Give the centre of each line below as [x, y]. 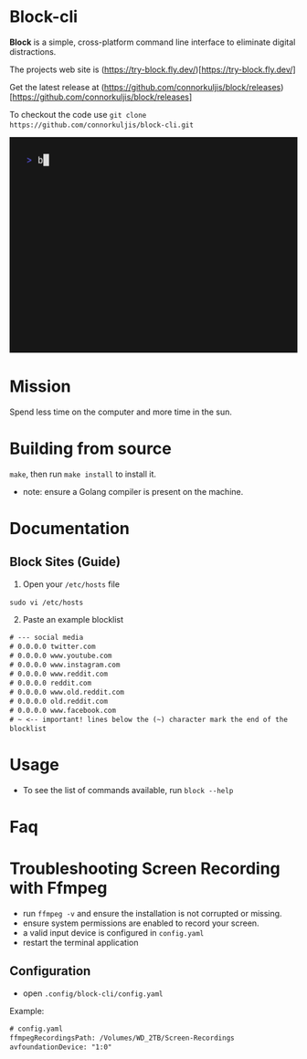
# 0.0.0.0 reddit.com [51, 683]
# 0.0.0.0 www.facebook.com [63, 710]
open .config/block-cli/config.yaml [93, 993]
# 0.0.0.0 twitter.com [53, 646]
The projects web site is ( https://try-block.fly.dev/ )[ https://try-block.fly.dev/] [153, 69]
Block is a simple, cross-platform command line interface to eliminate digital [153, 42]
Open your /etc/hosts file [71, 584]
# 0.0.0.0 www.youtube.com [61, 655]
